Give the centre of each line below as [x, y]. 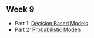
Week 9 [20, 9]
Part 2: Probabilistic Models [48, 29]
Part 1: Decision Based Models [51, 23]
